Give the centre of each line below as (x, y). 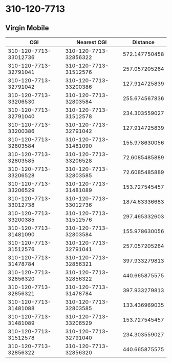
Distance (144, 42)
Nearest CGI (92, 42)
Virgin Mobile (27, 28)
